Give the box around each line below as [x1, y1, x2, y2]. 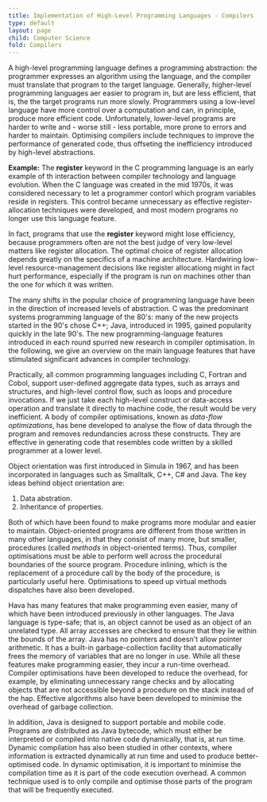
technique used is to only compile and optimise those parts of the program [8, 777, 253, 786]
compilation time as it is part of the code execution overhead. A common [8, 769, 246, 778]
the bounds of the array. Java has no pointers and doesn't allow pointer [8, 634, 242, 644]
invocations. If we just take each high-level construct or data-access [8, 395, 233, 405]
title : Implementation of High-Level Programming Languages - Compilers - [8, 11, 261, 20]
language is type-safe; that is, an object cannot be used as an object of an [8, 617, 252, 627]
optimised [8, 760, 41, 769]
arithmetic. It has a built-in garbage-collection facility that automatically [8, 643, 242, 652]
